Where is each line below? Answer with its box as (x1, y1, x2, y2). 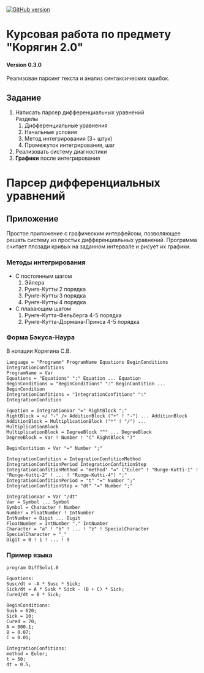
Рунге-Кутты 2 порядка (24, 285, 86, 293)
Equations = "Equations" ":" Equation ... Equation (6, 375, 141, 381)
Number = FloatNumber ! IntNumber (6, 510, 95, 516)
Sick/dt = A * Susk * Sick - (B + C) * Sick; (6, 586, 124, 592)
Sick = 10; (6, 613, 34, 620)
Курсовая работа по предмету (6, 28, 172, 41)
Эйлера (24, 278, 45, 286)
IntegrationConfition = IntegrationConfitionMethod (6, 455, 141, 462)
